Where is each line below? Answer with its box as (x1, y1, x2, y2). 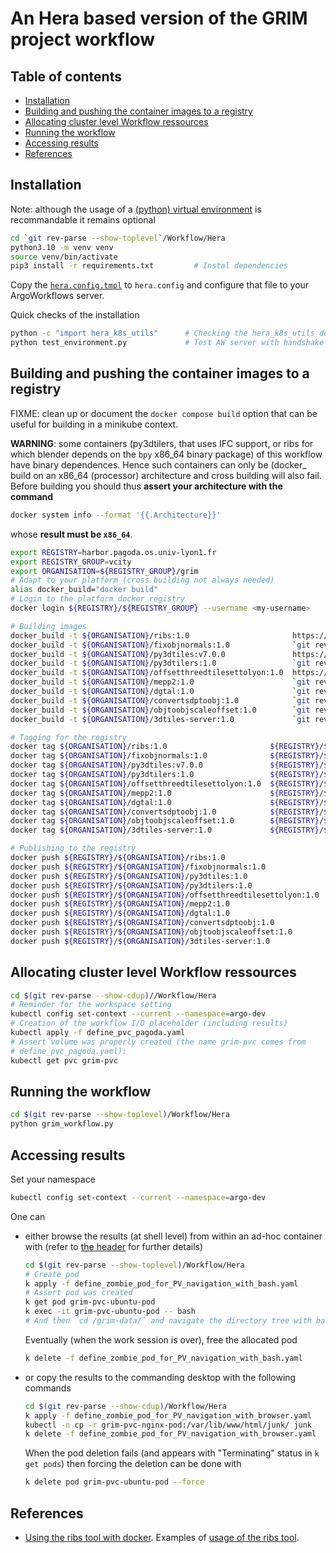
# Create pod (24, 1269, 80, 1279)
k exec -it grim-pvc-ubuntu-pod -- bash (24, 1307, 196, 1317)
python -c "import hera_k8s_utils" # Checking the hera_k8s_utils (10, 328, 315, 339)
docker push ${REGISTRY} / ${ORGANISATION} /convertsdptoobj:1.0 (10, 918, 275, 928)
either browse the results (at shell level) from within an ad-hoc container (24, 1230, 323, 1242)
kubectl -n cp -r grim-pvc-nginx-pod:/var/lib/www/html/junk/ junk (24, 1420, 313, 1430)
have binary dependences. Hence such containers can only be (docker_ (10, 458, 307, 471)
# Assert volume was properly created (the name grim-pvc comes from (10, 1037, 307, 1047)
